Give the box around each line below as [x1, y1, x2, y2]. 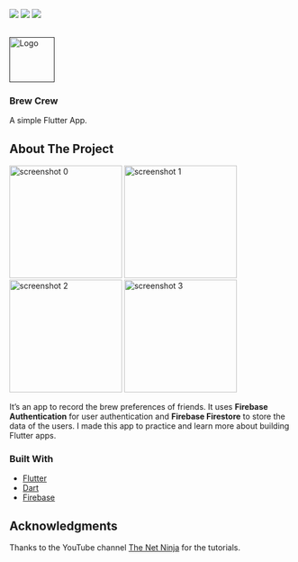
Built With [9, 453, 54, 466]
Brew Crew [9, 95, 59, 107]
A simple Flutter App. [9, 115, 87, 126]
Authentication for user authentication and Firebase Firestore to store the [9, 411, 285, 422]
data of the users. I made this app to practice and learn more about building [9, 421, 290, 431]
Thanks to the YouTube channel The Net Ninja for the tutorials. [9, 542, 241, 553]
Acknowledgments [9, 518, 119, 533]
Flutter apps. [9, 431, 57, 441]
